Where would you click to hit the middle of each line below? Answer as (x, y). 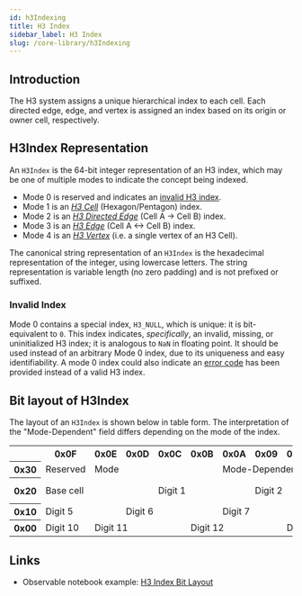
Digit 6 (140, 511)
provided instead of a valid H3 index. (77, 372)
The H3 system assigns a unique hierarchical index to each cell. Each (138, 101)
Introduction (45, 79)
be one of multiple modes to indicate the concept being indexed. (129, 179)
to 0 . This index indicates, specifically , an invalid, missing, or (162, 334)
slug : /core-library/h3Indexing (70, 43)
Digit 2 (269, 490)
